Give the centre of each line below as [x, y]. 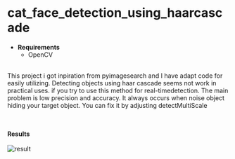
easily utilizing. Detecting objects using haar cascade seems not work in [112, 83]
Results [19, 134]
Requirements [38, 47]
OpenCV [40, 55]
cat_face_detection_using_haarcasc [115, 13]
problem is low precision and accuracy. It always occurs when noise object [116, 98]
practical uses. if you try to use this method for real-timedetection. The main [118, 90]
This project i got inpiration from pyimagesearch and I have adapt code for [115, 76]
